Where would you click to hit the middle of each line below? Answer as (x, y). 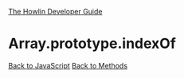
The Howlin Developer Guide (55, 12)
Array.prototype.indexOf (92, 44)
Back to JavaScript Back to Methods (68, 65)
